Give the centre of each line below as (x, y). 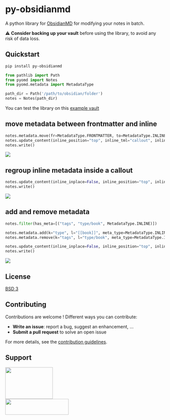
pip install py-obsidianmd (34, 66)
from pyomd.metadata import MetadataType (50, 85)
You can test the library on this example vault (52, 108)
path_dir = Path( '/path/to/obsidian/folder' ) (54, 94)
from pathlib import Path (32, 75)
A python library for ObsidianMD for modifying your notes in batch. (75, 23)
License (18, 277)
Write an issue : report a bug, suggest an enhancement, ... (73, 326)
